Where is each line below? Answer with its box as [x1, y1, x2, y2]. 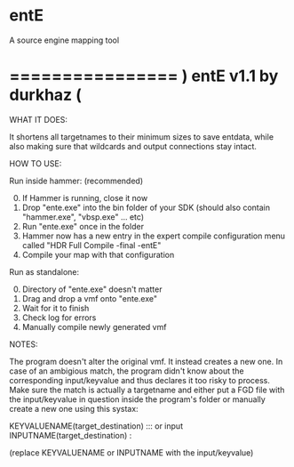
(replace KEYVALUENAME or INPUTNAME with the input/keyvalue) [9, 447, 254, 458]
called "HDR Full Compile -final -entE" [21, 239, 162, 250]
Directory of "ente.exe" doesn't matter [21, 284, 163, 294]
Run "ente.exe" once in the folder [21, 221, 145, 231]
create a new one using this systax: [9, 403, 139, 414]
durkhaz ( [9, 85, 83, 105]
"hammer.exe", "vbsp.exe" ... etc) [21, 211, 145, 222]
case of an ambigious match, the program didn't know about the [9, 366, 244, 376]
